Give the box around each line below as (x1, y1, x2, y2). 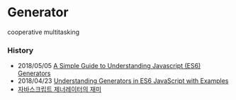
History (7, 45, 34, 55)
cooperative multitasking (7, 28, 80, 36)
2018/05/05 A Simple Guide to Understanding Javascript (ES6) (17, 62, 201, 70)
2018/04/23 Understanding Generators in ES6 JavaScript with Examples (17, 77, 229, 85)
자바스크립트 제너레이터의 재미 (17, 85, 101, 94)
